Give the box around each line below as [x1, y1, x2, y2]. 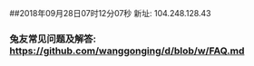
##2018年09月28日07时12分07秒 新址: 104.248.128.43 [9, 8, 211, 18]
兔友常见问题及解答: [9, 33, 97, 45]
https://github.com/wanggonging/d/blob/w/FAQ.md [9, 44, 245, 57]
